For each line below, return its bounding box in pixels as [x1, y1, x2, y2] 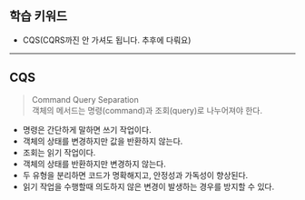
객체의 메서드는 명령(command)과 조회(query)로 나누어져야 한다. [31, 105, 263, 115]
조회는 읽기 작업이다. [22, 146, 96, 157]
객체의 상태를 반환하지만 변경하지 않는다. [22, 158, 166, 169]
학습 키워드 [9, 8, 68, 25]
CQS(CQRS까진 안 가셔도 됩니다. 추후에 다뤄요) [22, 35, 192, 45]
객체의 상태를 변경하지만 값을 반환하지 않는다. [22, 135, 183, 146]
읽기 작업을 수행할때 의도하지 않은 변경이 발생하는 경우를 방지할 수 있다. [22, 181, 275, 192]
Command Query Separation [31, 94, 139, 105]
